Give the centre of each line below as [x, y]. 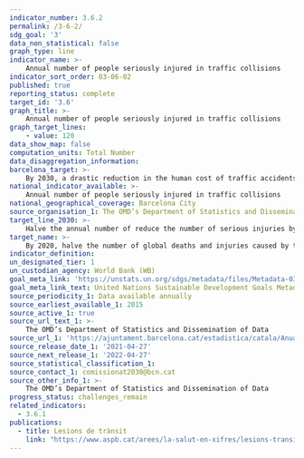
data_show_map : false [50, 144]
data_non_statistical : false [64, 43]
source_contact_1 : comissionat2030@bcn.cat [93, 372]
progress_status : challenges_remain [78, 397]
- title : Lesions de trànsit [72, 431]
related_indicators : [48, 406]
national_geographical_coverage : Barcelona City [103, 204]
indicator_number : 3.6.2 [56, 18]
